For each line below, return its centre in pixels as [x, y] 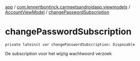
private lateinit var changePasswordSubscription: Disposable [70, 45]
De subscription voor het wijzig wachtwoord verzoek [58, 53]
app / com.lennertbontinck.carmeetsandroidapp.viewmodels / [68, 7]
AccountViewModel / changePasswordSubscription [57, 12]
